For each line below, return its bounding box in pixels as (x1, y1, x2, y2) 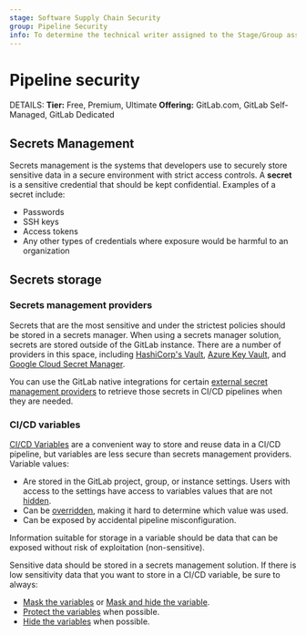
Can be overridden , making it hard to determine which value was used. (22, 505, 289, 516)
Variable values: (9, 458, 70, 469)
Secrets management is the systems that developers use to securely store (9, 160, 288, 171)
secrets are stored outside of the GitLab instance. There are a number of (9, 339, 281, 350)
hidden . (22, 496, 52, 507)
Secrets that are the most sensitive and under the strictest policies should (9, 320, 286, 331)
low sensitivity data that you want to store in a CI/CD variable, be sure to (9, 569, 280, 580)
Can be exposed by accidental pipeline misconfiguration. (22, 515, 237, 526)
